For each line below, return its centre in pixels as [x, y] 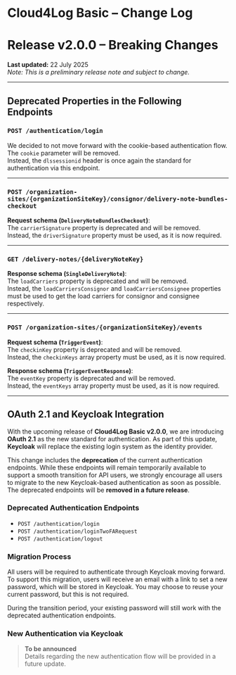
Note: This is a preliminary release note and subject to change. [98, 72]
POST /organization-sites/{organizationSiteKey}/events [105, 328]
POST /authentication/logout [60, 539]
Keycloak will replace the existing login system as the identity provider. [110, 446]
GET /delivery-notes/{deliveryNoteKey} [76, 259]
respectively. [26, 303]
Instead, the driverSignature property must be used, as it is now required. [115, 235]
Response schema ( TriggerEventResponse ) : [70, 370]
